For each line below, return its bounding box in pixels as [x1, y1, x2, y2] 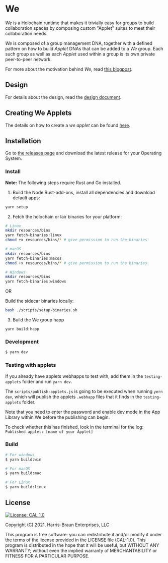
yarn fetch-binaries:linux [5, 233, 62, 238]
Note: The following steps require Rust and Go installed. [5, 180, 122, 186]
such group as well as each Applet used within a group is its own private [5, 51, 155, 57]
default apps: [12, 195, 40, 201]
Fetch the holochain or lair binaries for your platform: [12, 213, 122, 219]
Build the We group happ [12, 317, 64, 323]
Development [5, 338, 39, 345]
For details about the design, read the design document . [5, 94, 122, 100]
